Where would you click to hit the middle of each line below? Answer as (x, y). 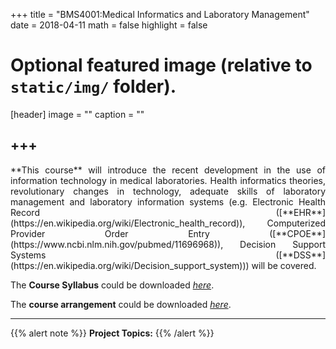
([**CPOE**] (297, 233)
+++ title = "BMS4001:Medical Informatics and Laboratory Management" (160, 14)
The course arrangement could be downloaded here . (121, 304)
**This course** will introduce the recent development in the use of (168, 170)
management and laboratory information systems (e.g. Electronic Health (168, 201)
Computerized (296, 223)
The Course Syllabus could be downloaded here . (112, 285)
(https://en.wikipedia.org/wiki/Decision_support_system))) (130, 265)
